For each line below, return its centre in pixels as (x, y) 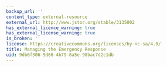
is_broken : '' (23, 38)
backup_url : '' (25, 11)
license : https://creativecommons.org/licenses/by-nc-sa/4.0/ (83, 44)
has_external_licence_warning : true (51, 28)
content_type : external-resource (47, 17)
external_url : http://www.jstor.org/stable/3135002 (70, 22)
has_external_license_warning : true (51, 33)
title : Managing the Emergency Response (56, 50)
